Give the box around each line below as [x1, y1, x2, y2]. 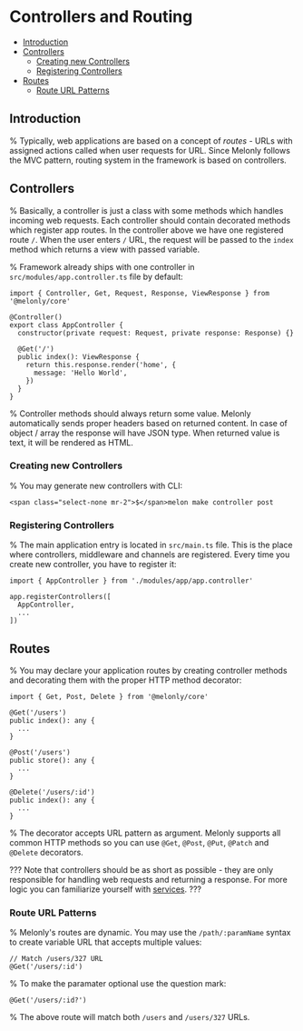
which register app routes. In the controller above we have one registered [9, 225, 284, 235]
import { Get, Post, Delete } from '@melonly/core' [9, 692, 209, 701]
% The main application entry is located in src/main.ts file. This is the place [9, 539, 293, 551]
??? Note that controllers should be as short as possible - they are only [9, 864, 274, 875]
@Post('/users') [9, 747, 71, 756]
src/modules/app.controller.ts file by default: [9, 271, 183, 282]
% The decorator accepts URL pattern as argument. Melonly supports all [9, 827, 281, 838]
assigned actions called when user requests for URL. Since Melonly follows [9, 145, 290, 155]
